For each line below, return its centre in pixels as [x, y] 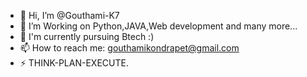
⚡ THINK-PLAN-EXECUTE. [74, 63]
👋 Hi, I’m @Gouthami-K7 [69, 15]
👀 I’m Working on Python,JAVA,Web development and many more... [158, 26]
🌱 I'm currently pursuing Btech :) [87, 36]
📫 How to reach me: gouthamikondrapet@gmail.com [129, 48]
